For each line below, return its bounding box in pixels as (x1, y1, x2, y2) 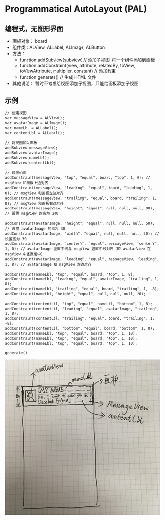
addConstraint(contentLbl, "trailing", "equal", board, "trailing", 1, (5, 316, 155, 321)
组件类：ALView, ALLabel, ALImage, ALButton (12, 44, 105, 50)
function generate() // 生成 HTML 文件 (19, 74, 97, 80)
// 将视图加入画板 (5, 140, 38, 145)
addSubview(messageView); (5, 145, 58, 150)
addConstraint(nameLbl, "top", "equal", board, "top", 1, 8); (5, 272, 135, 277)
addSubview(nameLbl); (5, 155, 50, 160)
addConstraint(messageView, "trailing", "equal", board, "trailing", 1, (5, 196, 157, 201)
